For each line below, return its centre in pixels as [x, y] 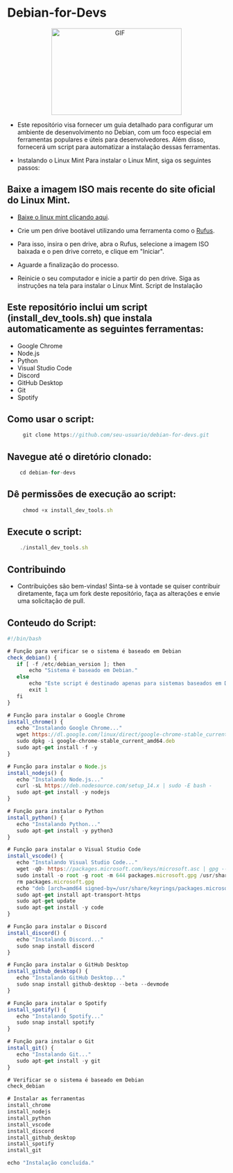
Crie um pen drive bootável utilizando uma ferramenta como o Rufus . [116, 230]
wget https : [34, 735]
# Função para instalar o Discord [57, 927]
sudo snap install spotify [55, 1022]
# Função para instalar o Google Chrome [67, 715]
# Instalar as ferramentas [46, 1099]
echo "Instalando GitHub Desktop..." [71, 978]
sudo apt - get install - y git [58, 1061]
